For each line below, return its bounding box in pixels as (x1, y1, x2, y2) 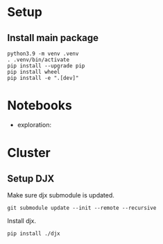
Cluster (7, 145, 51, 161)
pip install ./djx (7, 230, 60, 237)
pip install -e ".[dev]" (7, 74, 79, 81)
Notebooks (7, 98, 73, 113)
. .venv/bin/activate (7, 56, 70, 63)
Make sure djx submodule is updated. (7, 190, 114, 199)
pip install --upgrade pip (7, 63, 85, 70)
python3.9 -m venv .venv (7, 50, 79, 57)
